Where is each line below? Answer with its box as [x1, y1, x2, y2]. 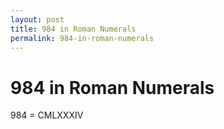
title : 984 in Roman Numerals [10, 24, 137, 34]
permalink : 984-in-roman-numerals [10, 33, 155, 43]
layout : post [10, 14, 65, 25]
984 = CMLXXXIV [10, 109, 84, 121]
